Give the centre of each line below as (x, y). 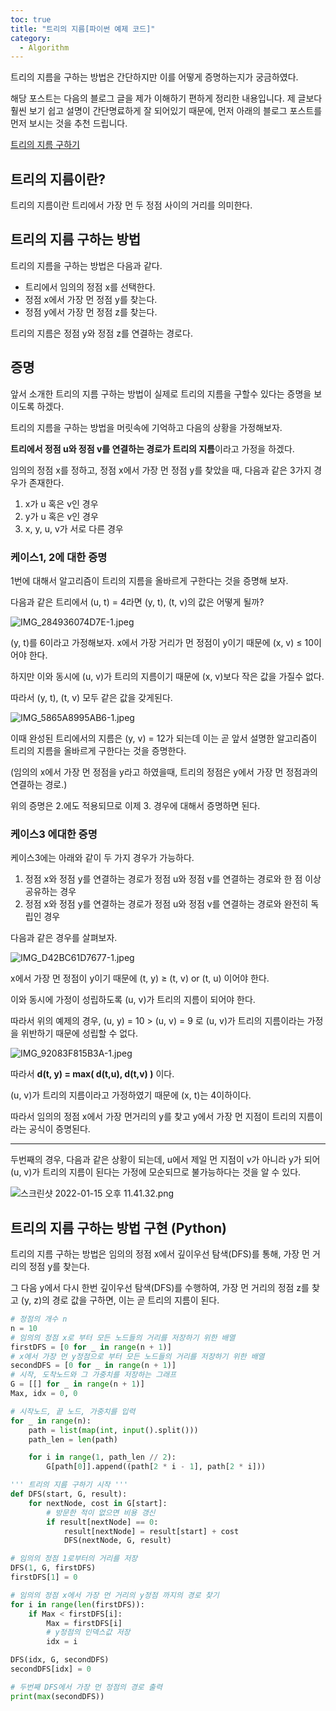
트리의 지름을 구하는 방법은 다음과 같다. (86, 265)
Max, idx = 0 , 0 (44, 1394)
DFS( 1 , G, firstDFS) (53, 1568)
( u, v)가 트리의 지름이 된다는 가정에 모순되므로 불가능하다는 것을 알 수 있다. (156, 1172)
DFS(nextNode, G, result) (117, 1541)
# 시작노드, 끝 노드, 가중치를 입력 (73, 1411)
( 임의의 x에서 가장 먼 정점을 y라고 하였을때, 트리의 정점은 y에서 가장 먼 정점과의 (164, 772)
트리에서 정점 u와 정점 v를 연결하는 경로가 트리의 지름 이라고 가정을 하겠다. (152, 448)
